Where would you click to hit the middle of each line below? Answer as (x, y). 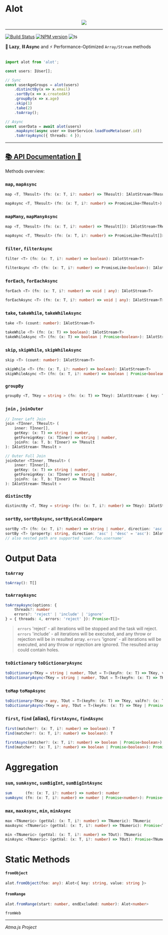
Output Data (31, 559)
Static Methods (37, 860)
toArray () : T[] (21, 583)
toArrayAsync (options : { (31, 605)
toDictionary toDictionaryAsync (44, 663)
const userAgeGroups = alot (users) (42, 85)
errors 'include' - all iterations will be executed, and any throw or (84, 634)
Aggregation (32, 767)
